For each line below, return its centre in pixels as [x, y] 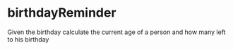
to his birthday [28, 39]
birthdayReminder [62, 13]
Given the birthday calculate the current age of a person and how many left [116, 32]
